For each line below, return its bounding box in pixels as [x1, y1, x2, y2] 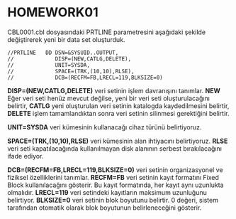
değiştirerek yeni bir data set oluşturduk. [7, 35, 125, 43]
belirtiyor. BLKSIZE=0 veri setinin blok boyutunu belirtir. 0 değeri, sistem [7, 196, 218, 204]
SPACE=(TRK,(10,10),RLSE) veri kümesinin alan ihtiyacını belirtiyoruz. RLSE [7, 137, 228, 145]
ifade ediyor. [7, 151, 44, 160]
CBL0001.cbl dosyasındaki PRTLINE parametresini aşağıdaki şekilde [7, 28, 206, 36]
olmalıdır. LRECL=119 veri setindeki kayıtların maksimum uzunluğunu [7, 188, 207, 196]
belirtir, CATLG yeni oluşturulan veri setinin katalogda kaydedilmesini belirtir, [7, 101, 230, 110]
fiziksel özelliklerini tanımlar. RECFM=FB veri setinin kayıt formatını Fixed [7, 173, 220, 181]
